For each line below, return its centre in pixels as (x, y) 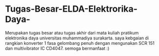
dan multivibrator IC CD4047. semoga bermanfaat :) (57, 48)
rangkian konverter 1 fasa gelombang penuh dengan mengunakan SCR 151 (80, 43)
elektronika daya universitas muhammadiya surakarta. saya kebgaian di (77, 38)
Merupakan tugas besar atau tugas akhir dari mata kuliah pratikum (72, 33)
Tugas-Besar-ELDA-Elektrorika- (71, 9)
